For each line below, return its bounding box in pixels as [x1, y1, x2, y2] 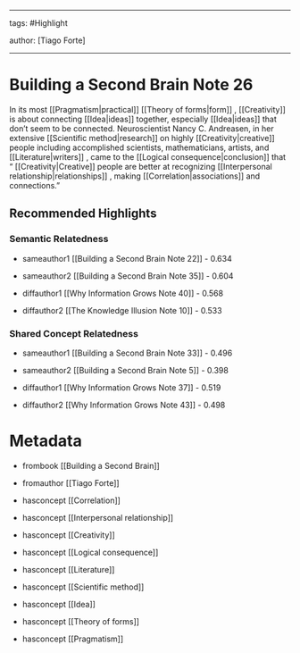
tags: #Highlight [9, 18, 69, 28]
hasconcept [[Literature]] [21, 564, 115, 574]
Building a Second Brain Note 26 [9, 75, 254, 95]
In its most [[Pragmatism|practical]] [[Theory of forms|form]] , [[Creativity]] [9, 104, 286, 114]
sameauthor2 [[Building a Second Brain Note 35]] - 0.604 [21, 270, 234, 281]
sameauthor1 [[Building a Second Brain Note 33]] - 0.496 [21, 347, 233, 358]
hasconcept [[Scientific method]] [21, 582, 145, 592]
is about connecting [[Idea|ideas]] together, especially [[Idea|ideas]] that [9, 113, 277, 124]
